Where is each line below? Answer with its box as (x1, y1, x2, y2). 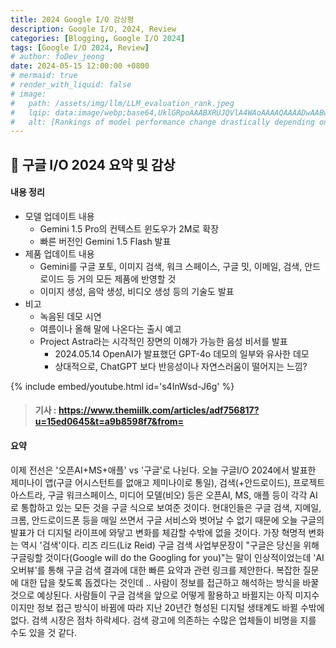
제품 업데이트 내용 (24, 247, 95, 260)
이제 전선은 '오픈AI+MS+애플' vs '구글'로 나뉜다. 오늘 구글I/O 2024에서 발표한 (10, 464, 317, 476)
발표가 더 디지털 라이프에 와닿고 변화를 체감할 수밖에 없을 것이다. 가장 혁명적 (10, 526, 307, 538)
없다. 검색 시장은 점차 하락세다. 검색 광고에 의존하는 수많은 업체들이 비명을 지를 (10, 614, 317, 626)
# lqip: (10, 107, 52, 118)
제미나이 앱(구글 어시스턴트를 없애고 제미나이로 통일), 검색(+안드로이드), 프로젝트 (10, 476, 326, 488)
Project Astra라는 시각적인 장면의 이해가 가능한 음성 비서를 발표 (39, 335, 288, 347)
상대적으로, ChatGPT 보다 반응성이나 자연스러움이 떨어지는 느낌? (54, 360, 308, 372)
